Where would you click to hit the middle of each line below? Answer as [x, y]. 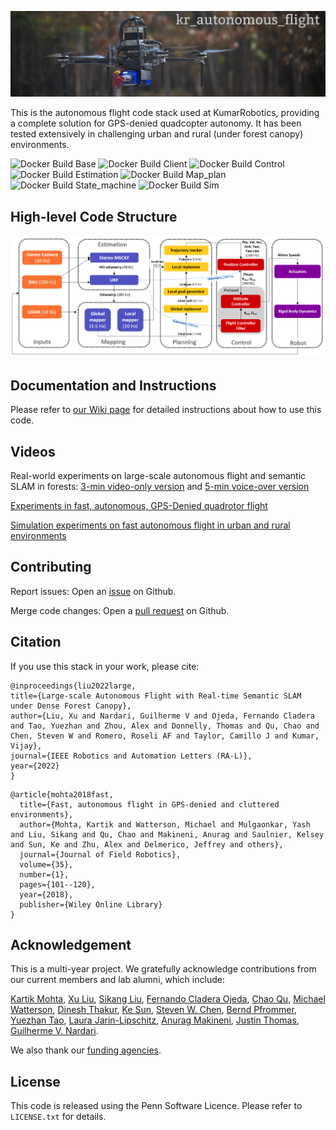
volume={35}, [46, 864]
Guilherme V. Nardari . [54, 1031]
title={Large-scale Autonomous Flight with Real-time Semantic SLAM [156, 696]
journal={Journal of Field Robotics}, [100, 854]
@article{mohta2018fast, [62, 794]
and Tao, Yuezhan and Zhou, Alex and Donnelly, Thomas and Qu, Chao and [165, 726]
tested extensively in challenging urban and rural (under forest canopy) [157, 134]
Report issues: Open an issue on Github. [93, 591]
